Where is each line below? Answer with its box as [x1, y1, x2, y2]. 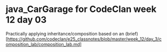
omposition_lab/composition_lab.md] [5, 41, 82, 47]
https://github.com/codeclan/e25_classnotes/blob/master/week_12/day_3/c [7, 36, 162, 42]
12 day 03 [5, 14, 47, 25]
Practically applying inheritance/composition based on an [5, 30, 124, 36]
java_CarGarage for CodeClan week [5, 3, 156, 15]
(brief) [125, 30, 138, 36]
